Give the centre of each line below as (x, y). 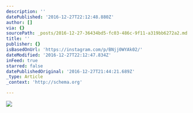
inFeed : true (22, 60)
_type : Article (25, 77)
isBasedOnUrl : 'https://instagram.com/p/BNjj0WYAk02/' (75, 50)
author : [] (19, 22)
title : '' (18, 39)
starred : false (25, 66)
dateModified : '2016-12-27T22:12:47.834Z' (59, 55)
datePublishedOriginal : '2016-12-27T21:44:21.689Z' (70, 71)
